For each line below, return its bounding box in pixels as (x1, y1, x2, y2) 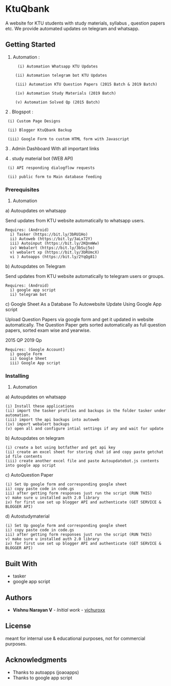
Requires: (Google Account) (5, 347, 66, 352)
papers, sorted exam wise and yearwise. (5, 327, 91, 333)
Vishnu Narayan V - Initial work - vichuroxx (12, 607, 105, 613)
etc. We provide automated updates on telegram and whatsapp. (5, 25, 140, 31)
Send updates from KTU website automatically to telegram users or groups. (5, 273, 165, 280)
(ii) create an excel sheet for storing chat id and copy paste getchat (5, 449, 164, 455)
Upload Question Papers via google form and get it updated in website (5, 316, 154, 323)
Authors (5, 593, 32, 602)
